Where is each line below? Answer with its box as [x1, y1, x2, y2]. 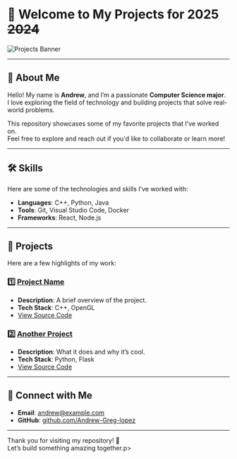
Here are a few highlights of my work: [7, 259, 116, 268]
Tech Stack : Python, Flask [17, 354, 95, 363]
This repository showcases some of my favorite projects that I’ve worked [7, 119, 219, 128]
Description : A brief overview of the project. [17, 296, 147, 304]
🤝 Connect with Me [7, 390, 93, 402]
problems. [25, 105, 55, 114]
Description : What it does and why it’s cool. [17, 347, 145, 356]
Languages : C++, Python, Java [17, 198, 109, 207]
